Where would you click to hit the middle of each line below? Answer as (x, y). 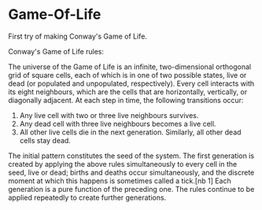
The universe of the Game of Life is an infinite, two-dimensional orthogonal (130, 66)
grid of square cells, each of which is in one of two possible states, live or (127, 75)
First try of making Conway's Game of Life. (78, 36)
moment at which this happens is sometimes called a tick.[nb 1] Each (120, 181)
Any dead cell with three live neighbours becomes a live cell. (118, 123)
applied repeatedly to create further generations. (87, 197)
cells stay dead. (45, 140)
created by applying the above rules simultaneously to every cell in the (123, 164)
